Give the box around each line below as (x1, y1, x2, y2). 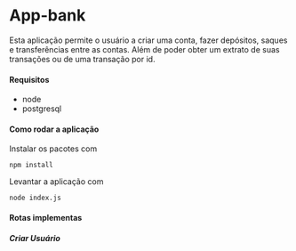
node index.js (9, 193, 62, 203)
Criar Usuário (9, 232, 60, 243)
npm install (9, 161, 53, 170)
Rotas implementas (9, 212, 83, 223)
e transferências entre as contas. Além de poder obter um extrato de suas (9, 44, 280, 54)
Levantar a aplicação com (9, 176, 104, 187)
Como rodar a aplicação (9, 124, 100, 134)
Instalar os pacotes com (9, 143, 98, 154)
